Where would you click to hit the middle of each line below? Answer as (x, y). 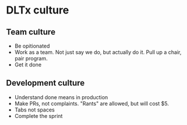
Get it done (28, 65)
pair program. (31, 58)
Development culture (45, 83)
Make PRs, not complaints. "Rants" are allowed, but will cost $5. (91, 103)
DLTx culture (38, 10)
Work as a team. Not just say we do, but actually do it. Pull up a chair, (98, 52)
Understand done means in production (61, 97)
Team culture (31, 32)
